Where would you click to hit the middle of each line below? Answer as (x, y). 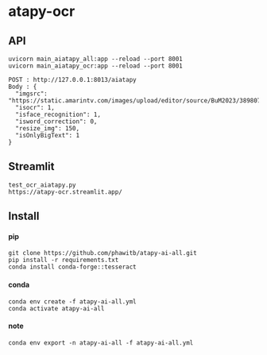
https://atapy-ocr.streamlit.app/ (66, 192)
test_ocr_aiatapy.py (43, 185)
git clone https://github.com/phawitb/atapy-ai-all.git (103, 253)
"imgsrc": (31, 94)
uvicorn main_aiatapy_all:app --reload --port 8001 (95, 59)
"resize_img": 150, (48, 129)
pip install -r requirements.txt (64, 260)
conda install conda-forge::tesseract (72, 267)
